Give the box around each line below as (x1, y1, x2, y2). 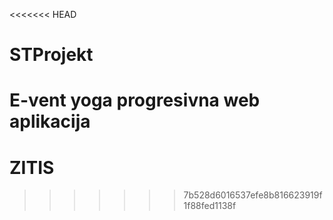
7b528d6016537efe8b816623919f (183, 189, 323, 201)
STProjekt (9, 44, 94, 66)
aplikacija (9, 110, 91, 133)
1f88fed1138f (183, 200, 237, 212)
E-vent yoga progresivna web (9, 89, 261, 112)
